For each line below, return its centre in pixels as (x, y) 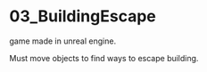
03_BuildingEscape (83, 16)
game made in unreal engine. (63, 41)
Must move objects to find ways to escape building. (104, 58)
